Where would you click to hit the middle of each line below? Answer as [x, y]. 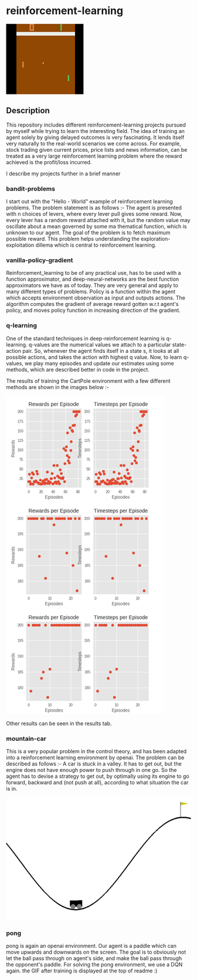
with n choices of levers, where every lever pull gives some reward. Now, [94, 214]
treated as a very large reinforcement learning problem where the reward [94, 156]
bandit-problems [31, 189]
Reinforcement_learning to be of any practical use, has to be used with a [94, 273]
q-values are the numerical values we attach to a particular [100, 345]
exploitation [20, 245]
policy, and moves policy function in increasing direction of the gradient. [93, 310]
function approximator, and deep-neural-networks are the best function [93, 279]
